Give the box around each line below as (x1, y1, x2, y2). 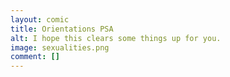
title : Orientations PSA (10, 24, 114, 34)
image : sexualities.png (10, 42, 110, 53)
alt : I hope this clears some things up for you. (10, 33, 222, 43)
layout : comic (10, 14, 70, 25)
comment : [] (10, 52, 60, 62)
